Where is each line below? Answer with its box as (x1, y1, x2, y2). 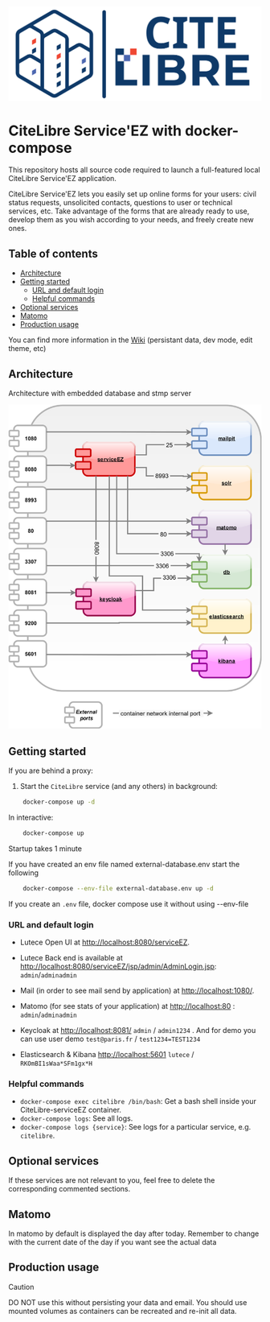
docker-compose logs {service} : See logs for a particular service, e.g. (19, 1122, 252, 1132)
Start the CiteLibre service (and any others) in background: (19, 782, 219, 791)
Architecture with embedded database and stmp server (8, 389, 192, 399)
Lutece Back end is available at (19, 953, 123, 963)
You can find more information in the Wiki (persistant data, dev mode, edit (8, 335, 253, 345)
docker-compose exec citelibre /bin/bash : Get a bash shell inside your (19, 1097, 257, 1106)
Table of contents (8, 246, 98, 260)
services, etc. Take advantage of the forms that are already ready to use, (8, 206, 250, 216)
